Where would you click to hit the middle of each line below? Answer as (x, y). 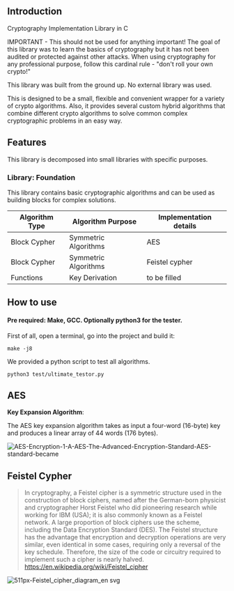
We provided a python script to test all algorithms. (79, 361)
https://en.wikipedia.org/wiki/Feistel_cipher (86, 567)
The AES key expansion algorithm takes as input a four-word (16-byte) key (114, 426)
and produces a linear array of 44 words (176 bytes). (83, 433)
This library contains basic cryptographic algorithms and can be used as (111, 192)
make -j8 (20, 348)
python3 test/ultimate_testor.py (56, 374)
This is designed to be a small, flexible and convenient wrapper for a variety (116, 98)
